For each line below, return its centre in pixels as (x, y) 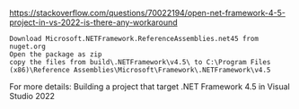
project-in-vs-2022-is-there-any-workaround (93, 22)
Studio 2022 (32, 96)
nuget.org (28, 46)
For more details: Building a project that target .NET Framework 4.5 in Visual (149, 87)
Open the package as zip (56, 54)
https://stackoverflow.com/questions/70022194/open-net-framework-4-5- (147, 13)
